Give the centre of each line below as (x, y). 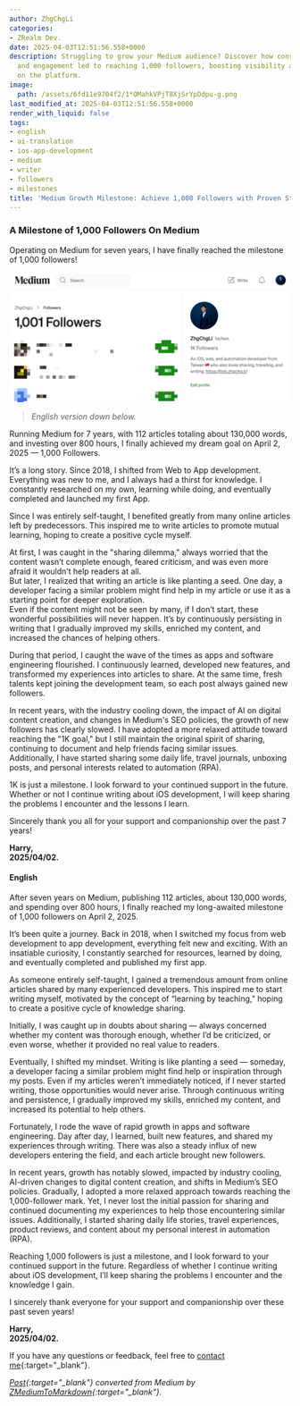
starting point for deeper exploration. (77, 600)
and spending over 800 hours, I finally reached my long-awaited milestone (146, 907)
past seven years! (42, 1312)
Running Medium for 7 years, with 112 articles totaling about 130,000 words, (148, 434)
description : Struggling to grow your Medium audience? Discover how (142, 57)
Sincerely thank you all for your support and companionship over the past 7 (148, 821)
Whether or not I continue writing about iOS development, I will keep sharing (150, 794)
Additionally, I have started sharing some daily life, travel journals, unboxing (148, 758)
